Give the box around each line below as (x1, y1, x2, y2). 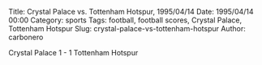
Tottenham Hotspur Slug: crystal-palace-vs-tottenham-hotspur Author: (8, 24, 246, 33)
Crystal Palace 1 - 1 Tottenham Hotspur (8, 48, 139, 57)
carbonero (8, 32, 44, 42)
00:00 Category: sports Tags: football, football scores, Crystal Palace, (8, 15, 243, 25)
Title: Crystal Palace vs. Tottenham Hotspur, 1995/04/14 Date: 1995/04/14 (8, 7, 254, 16)
